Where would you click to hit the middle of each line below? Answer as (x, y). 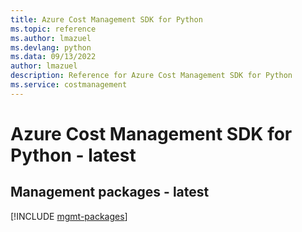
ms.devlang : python (51, 47)
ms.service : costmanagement (69, 85)
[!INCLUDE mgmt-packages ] (69, 216)
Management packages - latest (110, 192)
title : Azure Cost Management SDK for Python (106, 19)
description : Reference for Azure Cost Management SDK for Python (151, 76)
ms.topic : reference (53, 29)
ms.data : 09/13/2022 (53, 57)
